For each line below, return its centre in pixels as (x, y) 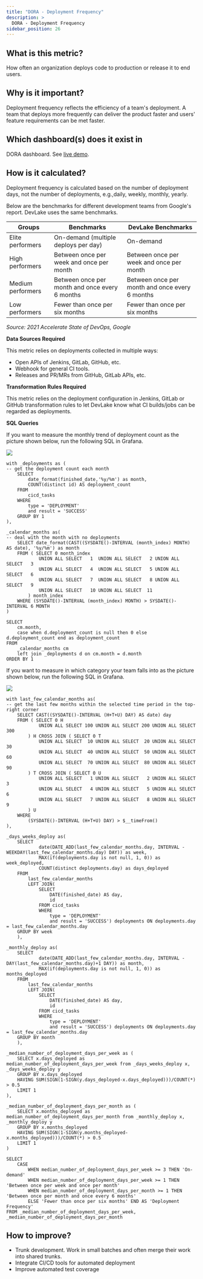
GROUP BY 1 (31, 516)
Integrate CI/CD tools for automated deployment (75, 1263)
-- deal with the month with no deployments (63, 537)
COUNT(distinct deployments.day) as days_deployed (104, 868)
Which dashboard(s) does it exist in (75, 140)
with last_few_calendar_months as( (51, 699)
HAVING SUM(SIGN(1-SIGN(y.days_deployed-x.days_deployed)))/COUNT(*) (107, 1080)
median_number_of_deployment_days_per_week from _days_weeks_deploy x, (98, 1064)
